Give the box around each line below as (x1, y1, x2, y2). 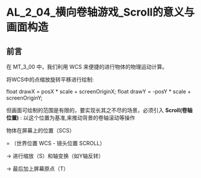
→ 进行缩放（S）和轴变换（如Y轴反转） (6, 152, 104, 159)
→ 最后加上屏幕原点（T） (6, 165, 69, 172)
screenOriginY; (6, 94, 43, 101)
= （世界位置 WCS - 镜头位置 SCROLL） (6, 140, 106, 147)
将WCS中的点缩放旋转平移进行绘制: (6, 76, 94, 83)
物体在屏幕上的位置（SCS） (6, 127, 75, 134)
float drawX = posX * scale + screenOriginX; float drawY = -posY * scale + (6, 88, 191, 95)
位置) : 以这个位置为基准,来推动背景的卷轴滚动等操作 (6, 114, 136, 121)
